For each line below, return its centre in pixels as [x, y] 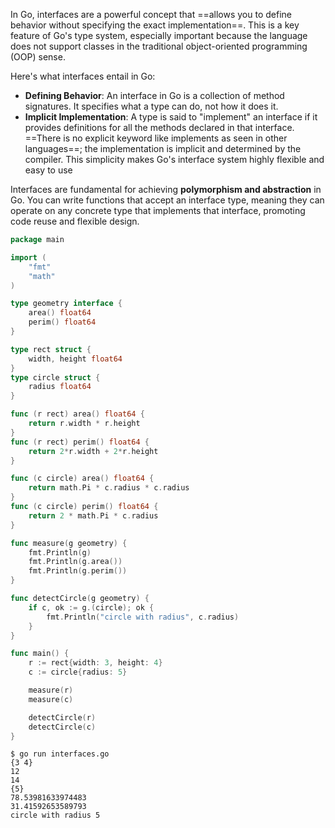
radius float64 [60, 387]
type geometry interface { [66, 304]
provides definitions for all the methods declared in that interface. [159, 127]
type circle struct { [55, 377]
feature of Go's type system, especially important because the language [159, 35]
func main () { [40, 654]
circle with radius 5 [55, 815]
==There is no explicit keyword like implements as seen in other [156, 138]
